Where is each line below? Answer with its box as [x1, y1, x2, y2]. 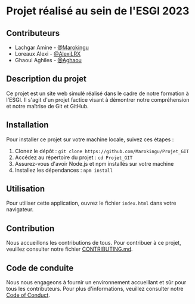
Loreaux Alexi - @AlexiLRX [14, 50, 81, 57]
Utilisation [6, 184, 45, 194]
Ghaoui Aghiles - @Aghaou [14, 57, 82, 63]
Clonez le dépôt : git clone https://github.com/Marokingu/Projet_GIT [14, 147, 190, 154]
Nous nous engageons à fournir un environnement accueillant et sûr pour [6, 279, 187, 286]
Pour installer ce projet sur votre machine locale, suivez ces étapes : [6, 136, 174, 143]
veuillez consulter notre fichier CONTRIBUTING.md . [6, 245, 133, 253]
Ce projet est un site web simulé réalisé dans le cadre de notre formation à [6, 90, 189, 97]
